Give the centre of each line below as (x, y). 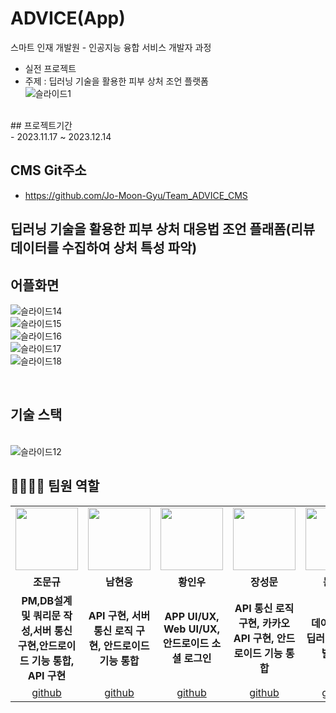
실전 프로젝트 (50, 68)
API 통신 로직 (264, 608)
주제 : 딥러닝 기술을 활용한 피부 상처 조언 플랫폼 (116, 81)
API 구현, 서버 (119, 615)
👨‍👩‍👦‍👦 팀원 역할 (55, 486)
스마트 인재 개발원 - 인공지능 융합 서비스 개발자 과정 (111, 47)
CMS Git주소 (48, 170)
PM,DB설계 (47, 600)
